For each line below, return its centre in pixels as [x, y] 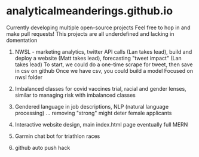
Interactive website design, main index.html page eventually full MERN [101, 124]
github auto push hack [42, 147]
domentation [22, 40]
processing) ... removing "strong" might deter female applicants [93, 113]
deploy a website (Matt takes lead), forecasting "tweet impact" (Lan [98, 58]
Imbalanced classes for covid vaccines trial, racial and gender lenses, [100, 88]
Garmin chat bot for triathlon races [57, 136]
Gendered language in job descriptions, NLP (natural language [92, 106]
